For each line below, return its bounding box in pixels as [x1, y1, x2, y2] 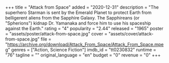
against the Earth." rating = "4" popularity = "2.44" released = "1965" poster [5, 25, 164, 31]
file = [40, 36, 51, 42]
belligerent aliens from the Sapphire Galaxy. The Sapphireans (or [5, 15, 140, 20]
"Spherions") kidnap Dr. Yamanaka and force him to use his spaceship [5, 20, 151, 26]
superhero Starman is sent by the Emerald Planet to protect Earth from [5, 9, 152, 15]
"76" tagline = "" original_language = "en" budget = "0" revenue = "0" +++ [5, 52, 161, 58]
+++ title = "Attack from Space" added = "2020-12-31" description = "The [5, 4, 159, 10]
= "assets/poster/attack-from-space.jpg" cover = [5, 31, 107, 36]
